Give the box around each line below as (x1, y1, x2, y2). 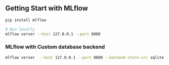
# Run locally (5, 26, 35, 32)
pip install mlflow (5, 17, 47, 22)
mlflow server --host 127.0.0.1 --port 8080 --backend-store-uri (5, 55, 148, 60)
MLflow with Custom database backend (5, 43, 105, 50)
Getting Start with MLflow (5, 4, 89, 13)
